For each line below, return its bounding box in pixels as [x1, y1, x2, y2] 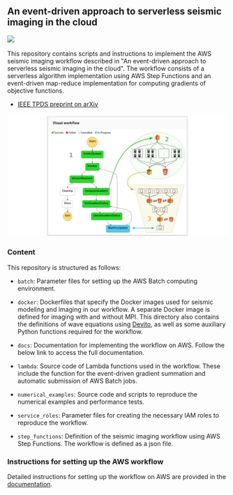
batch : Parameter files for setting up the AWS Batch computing [17, 277, 197, 285]
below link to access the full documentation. [17, 348, 144, 356]
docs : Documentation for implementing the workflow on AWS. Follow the [17, 341, 225, 349]
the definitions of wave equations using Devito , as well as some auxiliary [17, 320, 226, 328]
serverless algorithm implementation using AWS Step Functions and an [7, 71, 211, 79]
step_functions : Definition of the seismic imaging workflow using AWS [17, 432, 221, 440]
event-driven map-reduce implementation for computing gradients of [7, 79, 206, 87]
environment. [17, 284, 56, 292]
